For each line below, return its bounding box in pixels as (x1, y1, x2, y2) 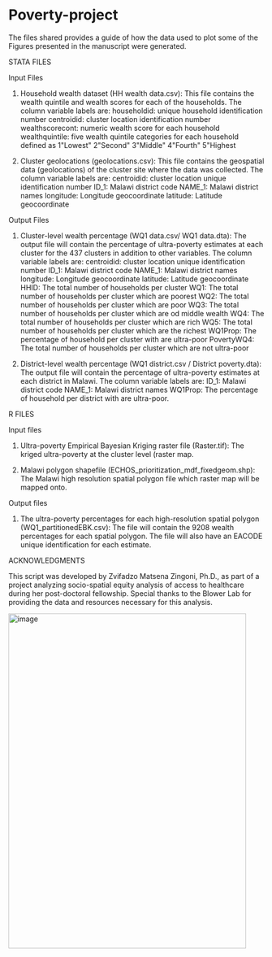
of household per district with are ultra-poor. (19, 393, 170, 403)
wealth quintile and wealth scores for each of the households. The (19, 97, 242, 107)
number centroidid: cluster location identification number (19, 114, 211, 124)
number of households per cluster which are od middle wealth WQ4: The (19, 308, 265, 318)
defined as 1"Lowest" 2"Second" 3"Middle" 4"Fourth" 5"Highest (19, 140, 236, 150)
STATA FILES (8, 57, 52, 67)
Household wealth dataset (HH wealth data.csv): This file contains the (19, 88, 254, 98)
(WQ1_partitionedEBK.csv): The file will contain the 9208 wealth (19, 522, 234, 532)
